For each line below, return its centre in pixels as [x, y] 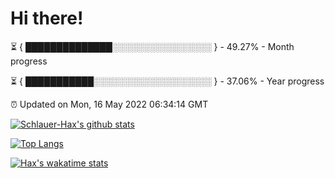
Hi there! [47, 18]
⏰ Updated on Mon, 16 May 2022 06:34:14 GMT [109, 104]
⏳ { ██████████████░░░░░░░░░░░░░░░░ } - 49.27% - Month [152, 46]
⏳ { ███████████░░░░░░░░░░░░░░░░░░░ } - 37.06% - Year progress [167, 81]
